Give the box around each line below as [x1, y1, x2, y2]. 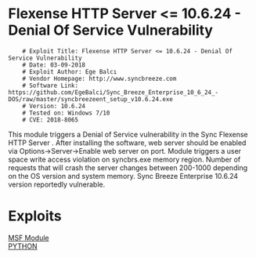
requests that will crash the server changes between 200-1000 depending [8, 162, 248, 173]
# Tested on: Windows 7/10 [22, 109, 110, 117]
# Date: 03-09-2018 [22, 60, 86, 69]
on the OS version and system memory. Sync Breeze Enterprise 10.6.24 [8, 171, 239, 180]
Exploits [8, 207, 62, 225]
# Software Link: [22, 82, 79, 89]
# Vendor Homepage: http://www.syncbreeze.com [22, 74, 177, 82]
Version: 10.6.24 [28, 102, 86, 110]
